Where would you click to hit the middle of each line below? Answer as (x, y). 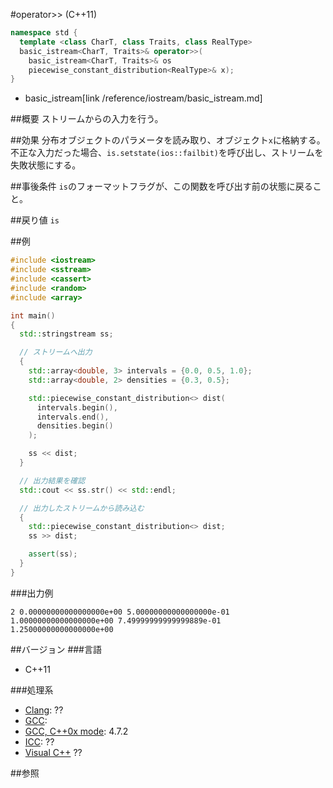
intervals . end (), (73, 417)
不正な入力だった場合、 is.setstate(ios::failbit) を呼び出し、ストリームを (167, 153)
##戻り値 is (35, 220)
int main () (33, 315)
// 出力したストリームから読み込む (82, 508)
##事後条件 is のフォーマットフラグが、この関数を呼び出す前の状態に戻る (161, 186)
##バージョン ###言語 (56, 649)
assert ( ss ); (53, 554)
